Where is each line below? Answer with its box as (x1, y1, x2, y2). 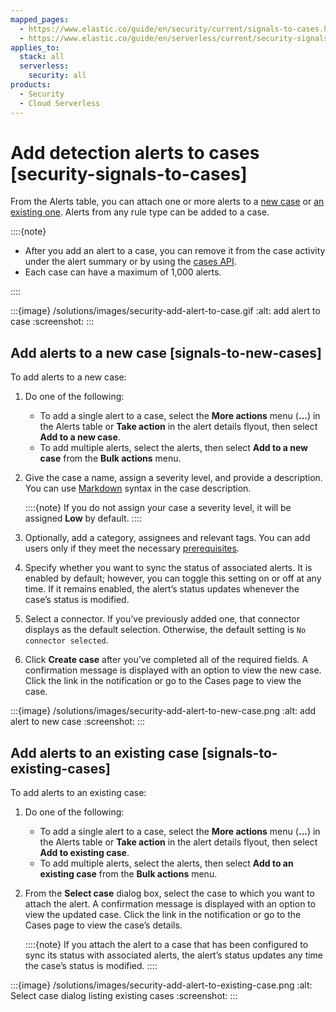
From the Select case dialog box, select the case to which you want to (24, 887, 315, 900)
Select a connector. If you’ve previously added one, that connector (24, 613, 300, 625)
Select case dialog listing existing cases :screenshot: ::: (10, 990, 238, 1002)
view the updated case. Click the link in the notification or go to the (24, 909, 302, 921)
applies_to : (10, 42, 60, 53)
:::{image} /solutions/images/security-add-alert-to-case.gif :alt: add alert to (10, 305, 321, 317)
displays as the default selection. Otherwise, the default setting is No (24, 624, 307, 636)
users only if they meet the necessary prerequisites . (24, 542, 240, 555)
